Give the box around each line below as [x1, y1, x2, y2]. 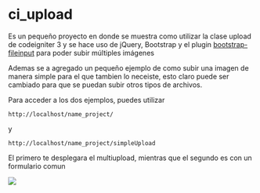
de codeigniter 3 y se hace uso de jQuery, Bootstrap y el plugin [8, 39, 212, 49]
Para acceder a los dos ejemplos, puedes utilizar [8, 95, 165, 104]
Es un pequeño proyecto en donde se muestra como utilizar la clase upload [8, 31, 252, 41]
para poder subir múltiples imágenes [36, 48, 155, 57]
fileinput [8, 48, 35, 57]
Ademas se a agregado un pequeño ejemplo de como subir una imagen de [8, 63, 249, 72]
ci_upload [8, 5, 73, 24]
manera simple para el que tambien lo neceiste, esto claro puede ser [8, 71, 229, 81]
